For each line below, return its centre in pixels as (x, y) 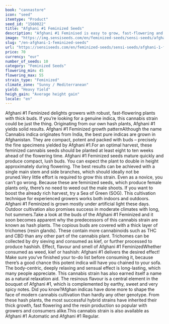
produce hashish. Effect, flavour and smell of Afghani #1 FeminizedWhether (83, 247)
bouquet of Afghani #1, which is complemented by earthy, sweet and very (82, 284)
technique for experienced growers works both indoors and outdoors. (77, 199)
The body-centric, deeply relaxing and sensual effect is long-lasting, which (83, 268)
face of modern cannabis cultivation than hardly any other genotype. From (82, 295)
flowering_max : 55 (24, 75)
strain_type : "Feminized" (32, 80)
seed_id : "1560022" (26, 24)
